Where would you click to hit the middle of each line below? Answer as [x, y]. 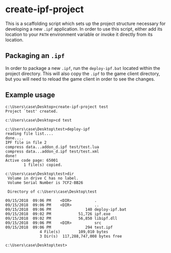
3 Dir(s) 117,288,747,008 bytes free [81, 236]
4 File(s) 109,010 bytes [74, 232]
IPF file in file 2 [26, 142]
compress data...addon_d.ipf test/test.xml [52, 151]
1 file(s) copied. [43, 165]
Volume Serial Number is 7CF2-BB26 [45, 183]
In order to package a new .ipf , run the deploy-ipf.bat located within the [83, 68]
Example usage [30, 95]
